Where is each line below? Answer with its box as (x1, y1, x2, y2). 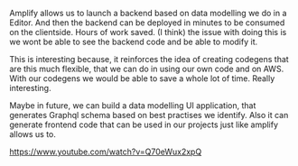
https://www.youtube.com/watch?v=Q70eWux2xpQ (9, 146, 202, 157)
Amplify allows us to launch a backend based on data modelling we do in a (9, 8, 287, 18)
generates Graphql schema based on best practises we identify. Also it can (9, 110, 289, 120)
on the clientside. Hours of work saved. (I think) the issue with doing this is (9, 27, 287, 37)
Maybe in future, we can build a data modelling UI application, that (9, 100, 256, 111)
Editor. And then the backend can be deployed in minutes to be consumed (9, 17, 285, 28)
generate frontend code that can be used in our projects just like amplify (9, 119, 278, 130)
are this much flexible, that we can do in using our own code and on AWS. (9, 63, 284, 74)
